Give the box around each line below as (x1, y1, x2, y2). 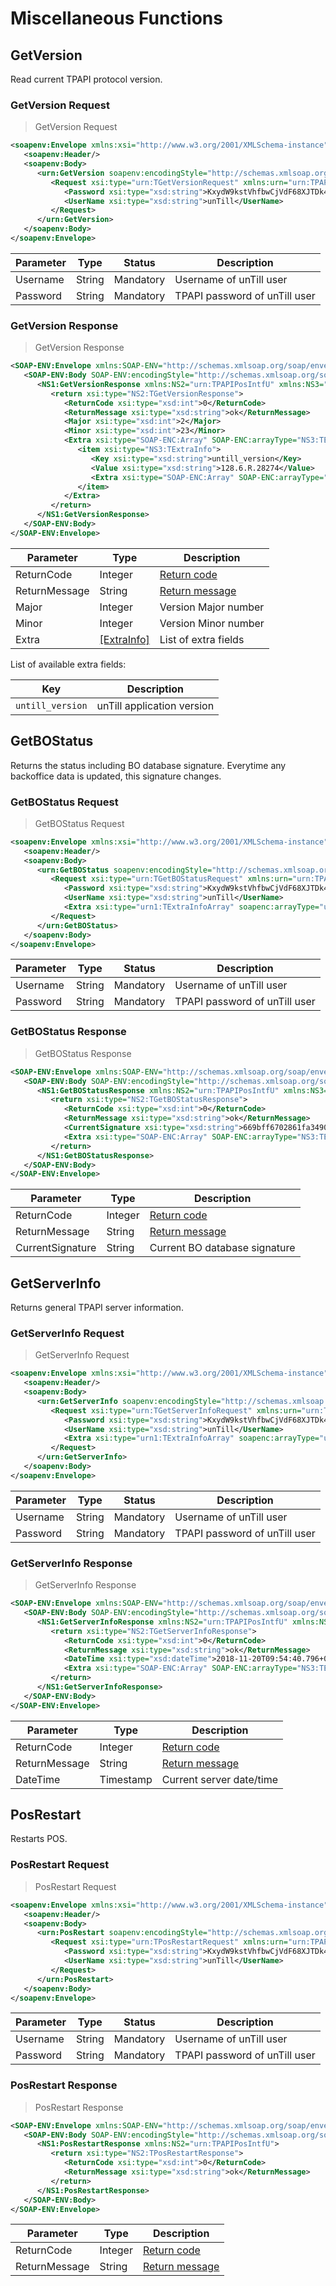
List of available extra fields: (10, 658, 127, 670)
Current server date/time (161, 1772, 278, 1786)
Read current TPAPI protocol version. (10, 73, 163, 85)
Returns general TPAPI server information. (10, 1302, 184, 1314)
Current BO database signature (149, 1241, 296, 1255)
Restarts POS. (10, 1833, 68, 1845)
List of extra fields (159, 632, 245, 646)
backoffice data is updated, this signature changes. (10, 770, 222, 782)
